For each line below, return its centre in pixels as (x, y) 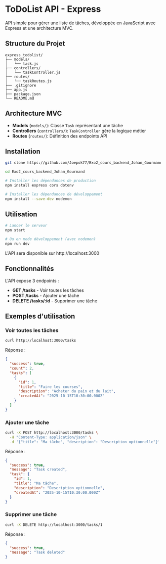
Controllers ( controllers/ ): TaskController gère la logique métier (79, 131)
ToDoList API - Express (53, 9)
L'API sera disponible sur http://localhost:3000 (52, 253)
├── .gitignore (21, 85)
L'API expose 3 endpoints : (32, 281)
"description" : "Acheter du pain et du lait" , (67, 391)
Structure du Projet (35, 44)
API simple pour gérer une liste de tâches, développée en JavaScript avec (80, 23)
